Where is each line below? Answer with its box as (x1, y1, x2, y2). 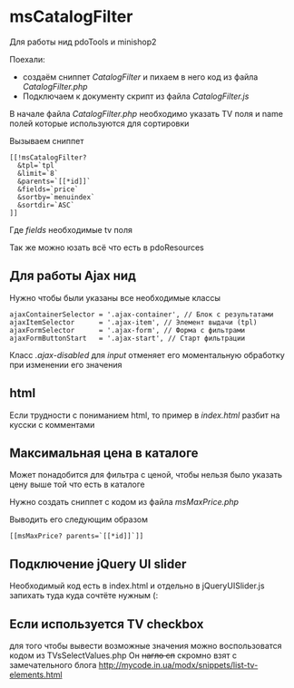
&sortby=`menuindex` (17, 192, 95, 201)
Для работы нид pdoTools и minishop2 (9, 36, 157, 47)
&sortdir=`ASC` (17, 200, 75, 209)
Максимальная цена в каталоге (9, 445, 199, 460)
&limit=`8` (17, 169, 59, 178)
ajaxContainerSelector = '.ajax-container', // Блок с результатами (9, 310, 274, 319)
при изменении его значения (9, 359, 122, 370)
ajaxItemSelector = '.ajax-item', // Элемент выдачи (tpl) (9, 317, 258, 327)
